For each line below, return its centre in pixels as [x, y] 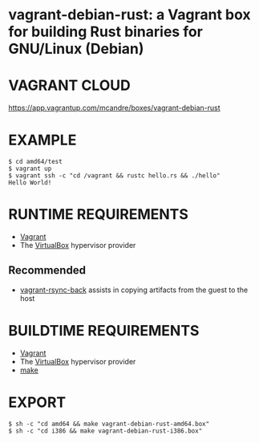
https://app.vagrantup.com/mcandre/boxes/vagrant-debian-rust [114, 108]
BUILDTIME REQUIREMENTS [104, 331]
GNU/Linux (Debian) [76, 49]
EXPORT [37, 402]
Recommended [47, 270]
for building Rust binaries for [105, 32]
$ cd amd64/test [35, 162]
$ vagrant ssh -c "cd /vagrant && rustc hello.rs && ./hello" [114, 176]
